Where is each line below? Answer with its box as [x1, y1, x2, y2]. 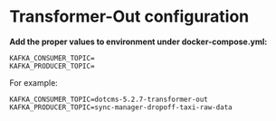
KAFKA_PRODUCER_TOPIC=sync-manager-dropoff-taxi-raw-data [9, 102, 233, 112]
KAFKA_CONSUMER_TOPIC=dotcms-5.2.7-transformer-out [9, 95, 208, 104]
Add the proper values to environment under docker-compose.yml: [9, 36, 268, 47]
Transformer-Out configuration [9, 6, 250, 27]
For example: [9, 77, 59, 88]
